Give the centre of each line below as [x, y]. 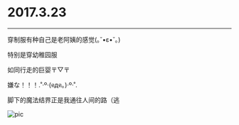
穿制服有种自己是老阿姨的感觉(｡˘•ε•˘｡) [64, 39]
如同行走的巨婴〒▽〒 [39, 70]
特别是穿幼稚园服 [32, 55]
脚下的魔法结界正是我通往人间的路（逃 [63, 99]
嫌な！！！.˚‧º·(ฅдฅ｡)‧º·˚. [43, 85]
